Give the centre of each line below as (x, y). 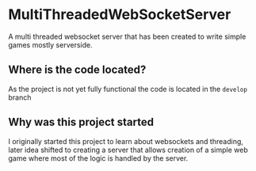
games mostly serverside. (50, 44)
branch (20, 97)
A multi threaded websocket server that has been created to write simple (127, 36)
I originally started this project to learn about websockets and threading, (126, 141)
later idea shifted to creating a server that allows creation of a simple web (128, 150)
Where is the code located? (77, 70)
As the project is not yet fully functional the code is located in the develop (128, 89)
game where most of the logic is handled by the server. (98, 158)
